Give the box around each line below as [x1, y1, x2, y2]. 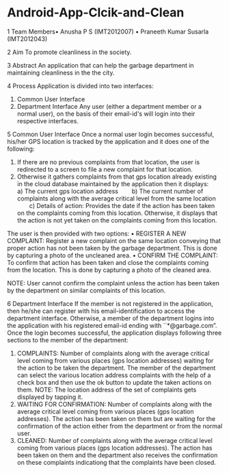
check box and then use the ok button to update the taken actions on [16, 378, 212, 386]
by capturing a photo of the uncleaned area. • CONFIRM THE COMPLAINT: [7, 251, 219, 259]
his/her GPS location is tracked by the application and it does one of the [7, 137, 210, 145]
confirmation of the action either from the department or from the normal [16, 422, 223, 430]
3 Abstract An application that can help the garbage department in [7, 61, 194, 69]
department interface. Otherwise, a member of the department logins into [7, 314, 215, 322]
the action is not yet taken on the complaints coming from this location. [16, 216, 217, 224]
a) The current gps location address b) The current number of [16, 187, 204, 195]
